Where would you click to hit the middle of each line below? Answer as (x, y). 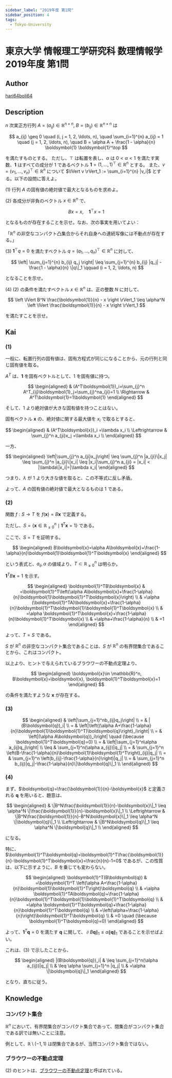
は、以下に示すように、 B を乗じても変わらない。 (57, 867)
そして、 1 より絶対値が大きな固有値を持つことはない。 (63, 408)
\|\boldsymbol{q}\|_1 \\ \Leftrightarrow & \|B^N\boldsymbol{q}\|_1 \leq (86, 822)
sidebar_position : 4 (27, 15)
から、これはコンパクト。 (37, 653)
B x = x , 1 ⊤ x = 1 (86, 211)
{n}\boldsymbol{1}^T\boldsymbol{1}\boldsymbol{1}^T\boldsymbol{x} (82, 608)
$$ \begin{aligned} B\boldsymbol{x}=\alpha (59, 547)
